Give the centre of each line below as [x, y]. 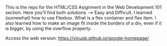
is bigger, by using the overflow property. [49, 28]
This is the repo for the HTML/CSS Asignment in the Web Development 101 [83, 7]
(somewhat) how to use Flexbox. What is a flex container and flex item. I [81, 18]
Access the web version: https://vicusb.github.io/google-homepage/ [77, 38]
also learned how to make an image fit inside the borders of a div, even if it [83, 23]
